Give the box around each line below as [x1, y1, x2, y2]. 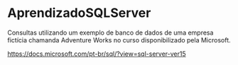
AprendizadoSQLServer [7, 5, 151, 21]
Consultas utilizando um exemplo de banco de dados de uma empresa [7, 28, 214, 37]
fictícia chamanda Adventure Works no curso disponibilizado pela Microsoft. [7, 35, 231, 44]
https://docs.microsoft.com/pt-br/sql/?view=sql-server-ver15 [7, 49, 186, 58]
